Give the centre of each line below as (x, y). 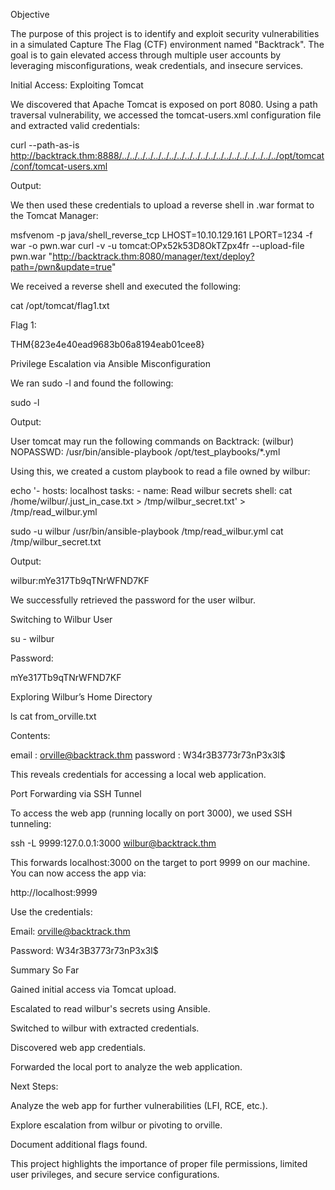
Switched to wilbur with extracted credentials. (105, 1028)
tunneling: (31, 823)
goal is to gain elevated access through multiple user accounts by (146, 55)
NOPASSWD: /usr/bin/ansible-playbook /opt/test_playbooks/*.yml (145, 452)
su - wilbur (32, 638)
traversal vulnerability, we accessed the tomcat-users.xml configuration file (166, 115)
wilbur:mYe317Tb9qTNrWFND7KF (80, 580)
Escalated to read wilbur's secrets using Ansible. (110, 1008)
